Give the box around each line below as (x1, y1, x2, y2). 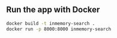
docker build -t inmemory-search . (6, 20, 95, 26)
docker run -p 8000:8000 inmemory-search (6, 26, 112, 32)
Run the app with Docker (6, 5, 100, 15)
